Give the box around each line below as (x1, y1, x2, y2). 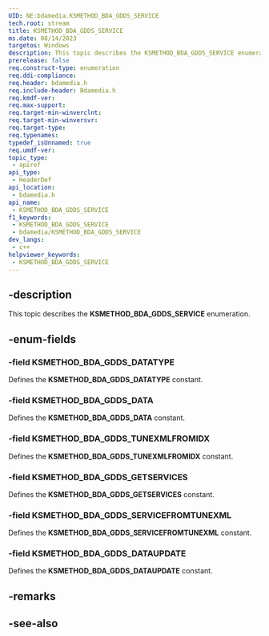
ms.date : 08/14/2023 (8, 34, 78, 43)
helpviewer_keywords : (8, 251, 81, 259)
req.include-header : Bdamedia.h (8, 86, 116, 95)
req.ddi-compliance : (8, 71, 78, 79)
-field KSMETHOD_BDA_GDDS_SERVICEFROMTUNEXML (8, 509, 232, 520)
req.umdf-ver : (8, 146, 56, 154)
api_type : (8, 169, 42, 177)
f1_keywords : (8, 214, 52, 222)
